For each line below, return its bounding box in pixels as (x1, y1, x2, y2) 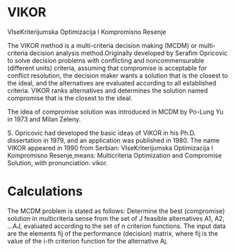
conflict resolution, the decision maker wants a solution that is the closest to (7, 71, 228, 80)
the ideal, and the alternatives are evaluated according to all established (7, 78, 217, 87)
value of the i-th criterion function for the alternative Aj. (7, 236, 168, 245)
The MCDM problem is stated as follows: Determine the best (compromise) (7, 206, 225, 215)
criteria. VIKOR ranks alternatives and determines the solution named (7, 86, 208, 95)
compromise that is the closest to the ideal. (7, 93, 133, 102)
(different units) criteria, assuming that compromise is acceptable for (7, 64, 207, 72)
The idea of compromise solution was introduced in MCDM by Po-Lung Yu (7, 107, 224, 116)
